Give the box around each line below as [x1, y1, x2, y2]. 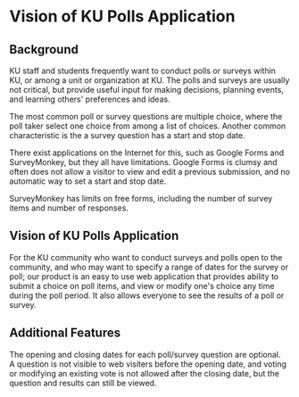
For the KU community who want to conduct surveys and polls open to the [9, 252, 283, 262]
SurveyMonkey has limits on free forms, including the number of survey [9, 194, 273, 203]
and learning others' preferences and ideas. [9, 94, 171, 104]
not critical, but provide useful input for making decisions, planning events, [9, 85, 284, 95]
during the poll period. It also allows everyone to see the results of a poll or [9, 290, 285, 301]
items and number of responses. [9, 203, 129, 213]
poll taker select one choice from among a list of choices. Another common [9, 120, 287, 131]
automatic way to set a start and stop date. [9, 176, 167, 186]
